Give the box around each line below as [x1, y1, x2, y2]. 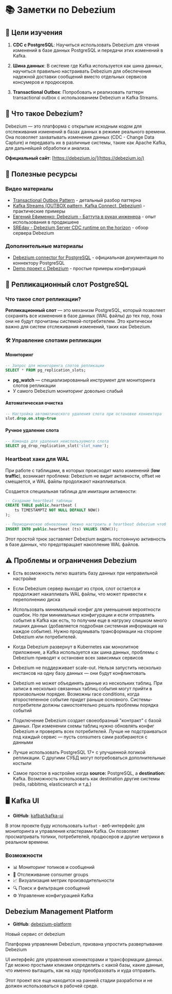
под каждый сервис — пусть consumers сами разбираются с [12, 734, 148, 740]
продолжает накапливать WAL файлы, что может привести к [12, 590, 147, 597]
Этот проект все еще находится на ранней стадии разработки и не [5, 977, 153, 983]
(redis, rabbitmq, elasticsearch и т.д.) [12, 781, 91, 787]
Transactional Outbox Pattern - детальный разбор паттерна [12, 197, 141, 203]
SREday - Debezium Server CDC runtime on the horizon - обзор [12, 224, 149, 231]
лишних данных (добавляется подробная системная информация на [12, 622, 164, 629]
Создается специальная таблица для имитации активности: [5, 488, 137, 494]
